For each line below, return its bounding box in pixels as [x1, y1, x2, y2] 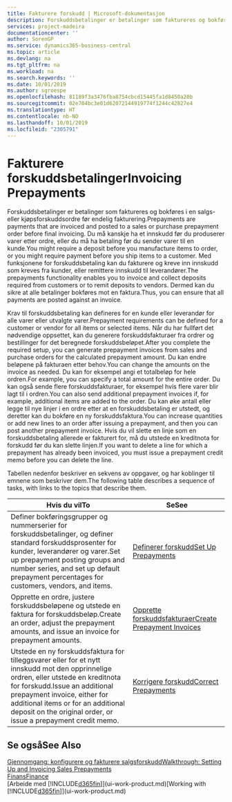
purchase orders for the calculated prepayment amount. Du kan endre [7, 353, 206, 361]
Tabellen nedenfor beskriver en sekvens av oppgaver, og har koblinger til [7, 469, 215, 477]
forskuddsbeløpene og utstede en [10, 601, 121, 611]
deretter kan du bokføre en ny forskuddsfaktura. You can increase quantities [7, 412, 223, 420]
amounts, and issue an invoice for [10, 627, 119, 636]
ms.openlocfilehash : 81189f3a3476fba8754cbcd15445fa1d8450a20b [7, 94, 193, 101]
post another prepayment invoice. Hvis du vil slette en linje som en [7, 426, 197, 435]
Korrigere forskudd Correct [132, 677, 219, 687]
